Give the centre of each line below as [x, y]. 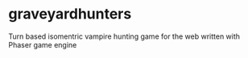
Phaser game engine [43, 44]
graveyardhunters [70, 14]
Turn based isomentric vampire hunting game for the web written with [124, 36]
